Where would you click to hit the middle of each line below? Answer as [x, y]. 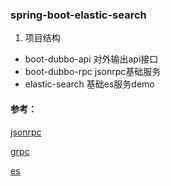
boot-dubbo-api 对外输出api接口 [91, 59]
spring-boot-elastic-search [78, 15]
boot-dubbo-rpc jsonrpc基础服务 [93, 72]
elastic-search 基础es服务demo [89, 84]
